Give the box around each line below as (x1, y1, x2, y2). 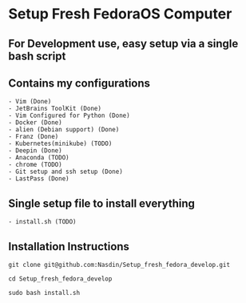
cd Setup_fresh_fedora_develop (8, 275, 113, 283)
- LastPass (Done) (8, 175, 69, 183)
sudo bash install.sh (8, 289, 81, 297)
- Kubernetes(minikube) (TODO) (8, 139, 113, 148)
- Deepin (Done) (8, 147, 62, 155)
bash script (8, 49, 66, 63)
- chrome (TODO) (8, 161, 62, 169)
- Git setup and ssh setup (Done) (8, 168, 124, 176)
